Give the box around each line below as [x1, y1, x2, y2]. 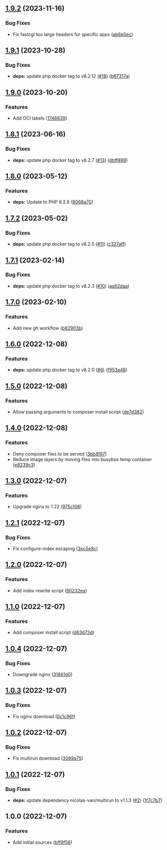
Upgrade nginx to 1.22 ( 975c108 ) [12, 503, 82, 510]
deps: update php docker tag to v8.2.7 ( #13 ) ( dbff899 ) [12, 157, 128, 163]
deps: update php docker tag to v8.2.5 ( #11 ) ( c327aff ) [12, 241, 127, 247]
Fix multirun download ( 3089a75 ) [12, 755, 83, 762]
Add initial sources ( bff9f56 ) [12, 839, 73, 845]
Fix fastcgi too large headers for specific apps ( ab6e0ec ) [12, 31, 133, 37]
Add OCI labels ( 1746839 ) [12, 115, 68, 121]
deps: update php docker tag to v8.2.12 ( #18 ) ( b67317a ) [12, 73, 130, 79]
